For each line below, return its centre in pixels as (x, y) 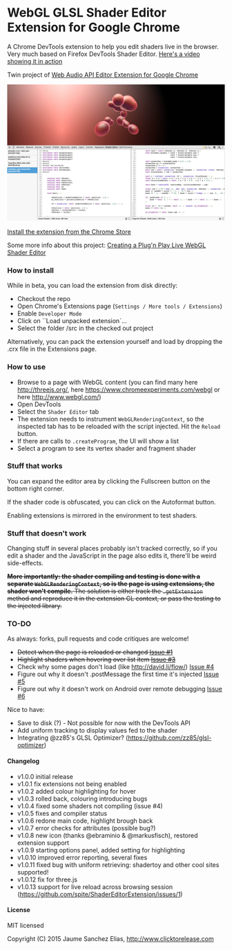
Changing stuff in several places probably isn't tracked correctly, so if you (112, 549)
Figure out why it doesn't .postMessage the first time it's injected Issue (118, 674)
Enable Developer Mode (49, 313)
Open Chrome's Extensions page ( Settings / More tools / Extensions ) (119, 307)
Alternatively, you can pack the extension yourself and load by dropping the (115, 342)
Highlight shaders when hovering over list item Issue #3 (96, 659)
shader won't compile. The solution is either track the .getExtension (105, 591)
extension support (43, 843)
